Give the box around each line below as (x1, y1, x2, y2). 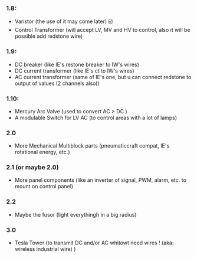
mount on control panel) (14, 183, 74, 190)
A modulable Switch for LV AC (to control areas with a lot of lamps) (14, 114, 178, 121)
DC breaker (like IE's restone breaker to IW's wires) (14, 61, 140, 68)
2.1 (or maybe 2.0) (6, 164, 59, 172)
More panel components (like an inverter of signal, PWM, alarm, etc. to (14, 177, 187, 184)
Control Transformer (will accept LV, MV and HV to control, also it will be (14, 27, 191, 34)
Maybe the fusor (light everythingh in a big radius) (14, 211, 137, 218)
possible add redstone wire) (14, 32, 83, 40)
